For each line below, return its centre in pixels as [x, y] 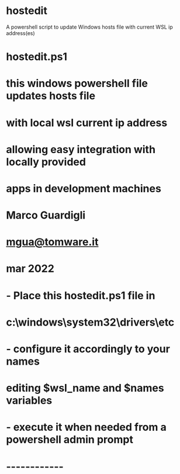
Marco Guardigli [46, 215]
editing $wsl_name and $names [85, 388]
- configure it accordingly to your [88, 349]
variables [29, 401]
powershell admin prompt [70, 440]
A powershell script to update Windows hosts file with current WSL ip [90, 27]
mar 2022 [30, 269]
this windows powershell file [77, 84]
